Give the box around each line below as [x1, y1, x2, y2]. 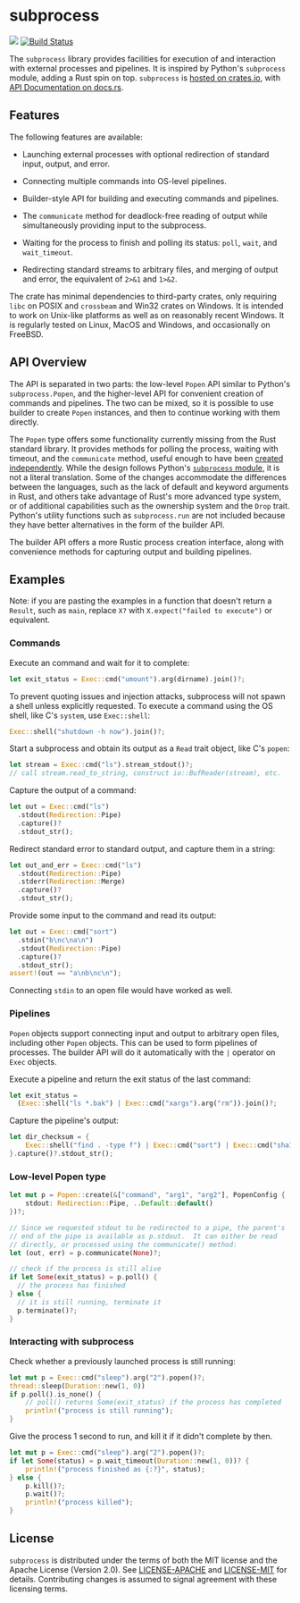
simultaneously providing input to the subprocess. [21, 220, 207, 231]
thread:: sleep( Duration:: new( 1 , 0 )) [9, 1381, 146, 1390]
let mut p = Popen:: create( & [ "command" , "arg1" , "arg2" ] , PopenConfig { [9, 1191, 286, 1200]
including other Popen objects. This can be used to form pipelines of [9, 1037, 258, 1048]
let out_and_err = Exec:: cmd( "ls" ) [9, 860, 142, 870]
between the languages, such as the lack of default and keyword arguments [9, 481, 289, 492]
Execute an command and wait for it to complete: [9, 657, 190, 668]
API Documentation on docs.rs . [9, 81, 124, 92]
